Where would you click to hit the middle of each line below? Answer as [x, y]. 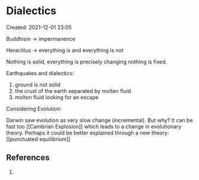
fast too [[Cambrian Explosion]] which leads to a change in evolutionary [94, 126]
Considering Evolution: [34, 108]
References [28, 158]
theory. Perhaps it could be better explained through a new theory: [88, 133]
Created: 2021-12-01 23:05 [39, 27]
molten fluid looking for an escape [57, 97]
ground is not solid [37, 85]
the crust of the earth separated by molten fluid [73, 91]
